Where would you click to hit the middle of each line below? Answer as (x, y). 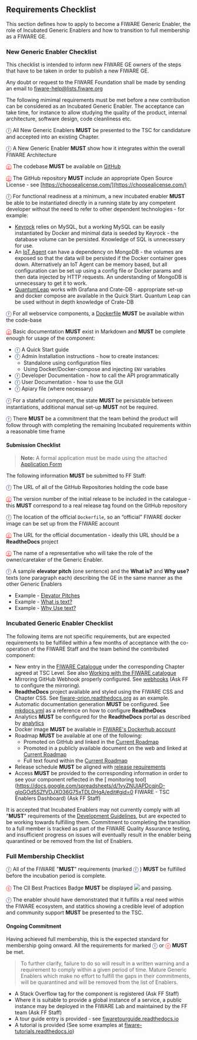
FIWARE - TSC (152, 792)
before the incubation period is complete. (56, 875)
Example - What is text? (43, 602)
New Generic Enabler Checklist (51, 51)
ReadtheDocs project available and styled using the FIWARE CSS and (99, 691)
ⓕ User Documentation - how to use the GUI (69, 382)
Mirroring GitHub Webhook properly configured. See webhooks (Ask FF (101, 679)
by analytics (29, 723)
